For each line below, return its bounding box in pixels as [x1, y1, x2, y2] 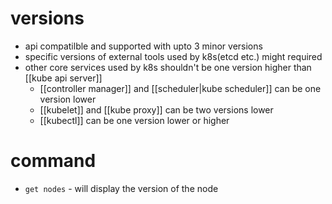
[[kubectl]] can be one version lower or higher [39, 114, 230, 126]
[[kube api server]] [24, 72, 103, 84]
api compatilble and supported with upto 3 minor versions [24, 40, 263, 52]
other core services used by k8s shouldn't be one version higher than [24, 61, 312, 73]
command [10, 150, 97, 172]
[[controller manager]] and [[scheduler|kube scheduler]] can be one [39, 82, 322, 94]
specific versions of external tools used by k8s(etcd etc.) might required [24, 50, 323, 62]
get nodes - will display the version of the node [24, 182, 219, 194]
